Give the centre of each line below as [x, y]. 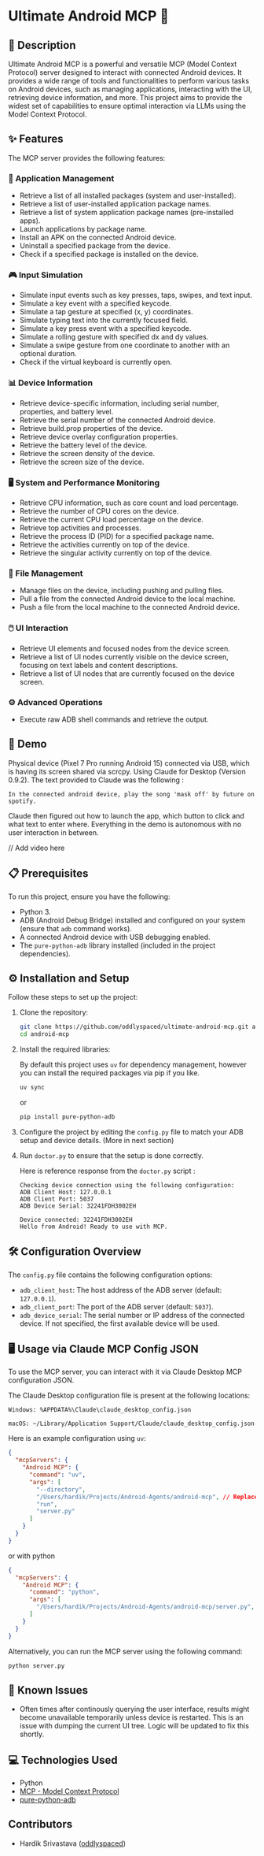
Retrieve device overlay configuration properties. [99, 436]
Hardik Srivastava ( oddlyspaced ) [73, 1843]
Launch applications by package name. [83, 229]
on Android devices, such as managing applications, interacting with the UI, [130, 89]
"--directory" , [61, 1489]
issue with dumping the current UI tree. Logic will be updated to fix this [134, 1726]
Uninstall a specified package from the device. [95, 246]
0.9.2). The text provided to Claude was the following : [96, 780]
